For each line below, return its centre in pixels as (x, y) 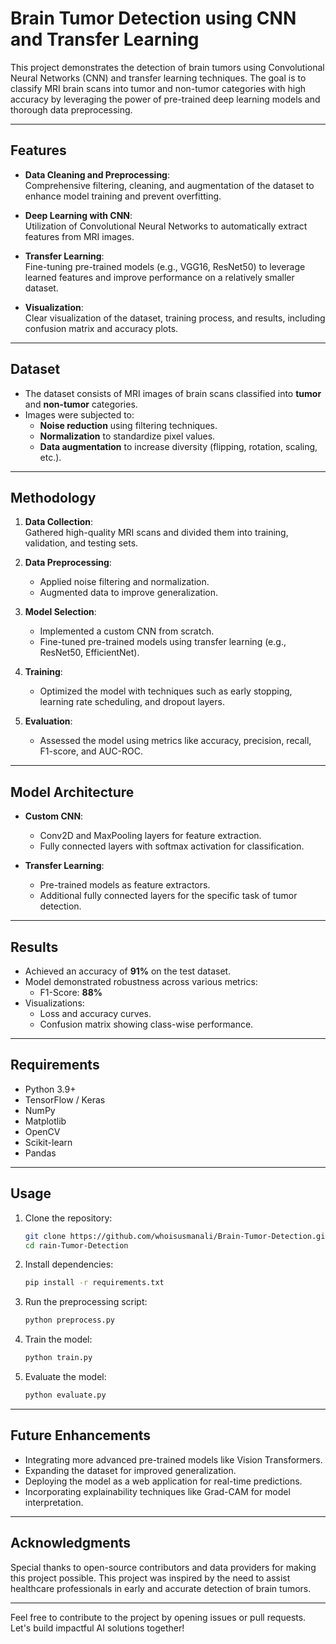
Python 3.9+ (50, 1089)
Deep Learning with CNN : (78, 215)
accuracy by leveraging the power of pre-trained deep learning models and (165, 99)
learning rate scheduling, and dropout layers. (132, 702)
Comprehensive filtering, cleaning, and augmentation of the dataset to (169, 185)
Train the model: (58, 1339)
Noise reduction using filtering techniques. (128, 425)
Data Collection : (59, 522)
